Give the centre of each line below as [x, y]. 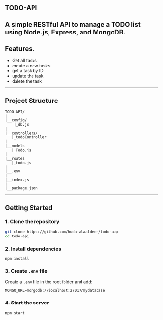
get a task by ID [28, 70]
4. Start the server [27, 303]
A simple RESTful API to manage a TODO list [73, 25]
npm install [17, 259]
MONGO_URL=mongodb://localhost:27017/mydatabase [55, 291]
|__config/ [16, 120]
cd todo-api [17, 236]
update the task [28, 76]
